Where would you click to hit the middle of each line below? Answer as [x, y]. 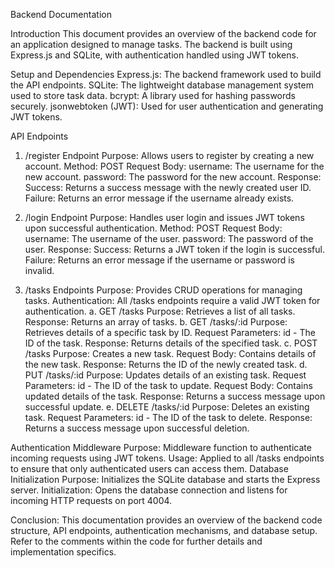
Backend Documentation [61, 14]
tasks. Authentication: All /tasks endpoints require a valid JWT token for [172, 300]
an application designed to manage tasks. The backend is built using [151, 44]
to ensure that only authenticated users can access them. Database [149, 468]
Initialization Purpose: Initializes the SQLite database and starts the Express [165, 479]
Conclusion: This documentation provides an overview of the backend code [166, 520]
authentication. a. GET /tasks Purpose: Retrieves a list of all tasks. [160, 311]
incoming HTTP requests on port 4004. [91, 500]
